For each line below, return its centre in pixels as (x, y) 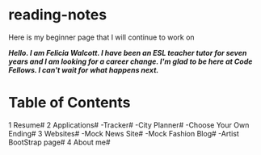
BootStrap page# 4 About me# (59, 142)
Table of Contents (69, 103)
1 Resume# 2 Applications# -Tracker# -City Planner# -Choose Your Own (129, 125)
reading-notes (58, 15)
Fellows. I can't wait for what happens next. (84, 69)
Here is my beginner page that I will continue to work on (102, 37)
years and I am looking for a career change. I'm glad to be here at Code (130, 61)
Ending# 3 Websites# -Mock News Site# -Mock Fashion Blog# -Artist (124, 133)
